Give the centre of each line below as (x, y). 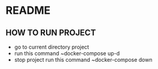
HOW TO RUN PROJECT (51, 33)
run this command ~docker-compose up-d (67, 53)
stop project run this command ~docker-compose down (83, 60)
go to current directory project (51, 47)
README (28, 10)
